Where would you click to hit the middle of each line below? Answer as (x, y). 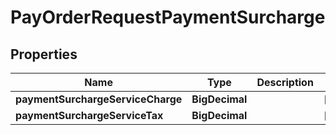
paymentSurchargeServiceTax (89, 115)
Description (285, 82)
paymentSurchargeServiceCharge (99, 99)
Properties (44, 54)
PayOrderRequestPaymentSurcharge (168, 17)
